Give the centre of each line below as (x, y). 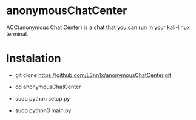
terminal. (17, 33)
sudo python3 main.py (43, 110)
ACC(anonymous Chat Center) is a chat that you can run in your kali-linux (98, 27)
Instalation (34, 58)
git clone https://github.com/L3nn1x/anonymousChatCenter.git (93, 75)
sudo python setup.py (42, 98)
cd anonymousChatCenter (48, 87)
